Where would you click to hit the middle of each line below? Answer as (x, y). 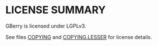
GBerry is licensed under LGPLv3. (46, 26)
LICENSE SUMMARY (56, 10)
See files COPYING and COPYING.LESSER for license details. (79, 37)
